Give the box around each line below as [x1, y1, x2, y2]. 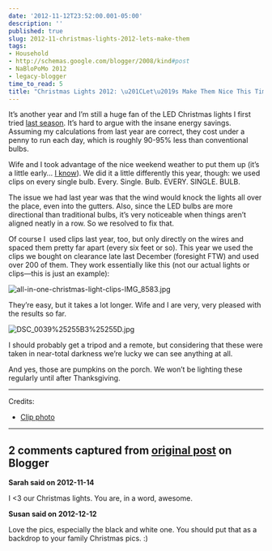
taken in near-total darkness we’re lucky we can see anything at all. [8, 349, 233, 359]
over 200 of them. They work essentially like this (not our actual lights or [8, 260, 250, 270]
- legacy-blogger [8, 72, 67, 80]
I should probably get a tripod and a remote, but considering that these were [8, 340, 263, 350]
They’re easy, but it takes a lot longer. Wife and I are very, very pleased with [8, 300, 261, 310]
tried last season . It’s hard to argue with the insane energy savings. [8, 118, 232, 128]
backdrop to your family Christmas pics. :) [8, 533, 148, 544]
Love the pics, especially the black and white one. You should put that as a [8, 525, 257, 535]
